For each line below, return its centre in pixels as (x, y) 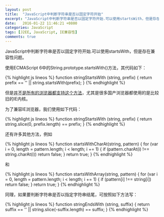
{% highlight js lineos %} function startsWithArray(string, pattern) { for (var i (81, 174)
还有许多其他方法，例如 (29, 134)
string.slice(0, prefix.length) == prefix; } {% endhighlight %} (65, 124)
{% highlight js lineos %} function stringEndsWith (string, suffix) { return (77, 204)
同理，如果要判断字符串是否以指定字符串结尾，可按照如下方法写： (71, 194)
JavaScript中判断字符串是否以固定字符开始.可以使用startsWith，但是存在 (78, 51)
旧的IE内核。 (18, 99)
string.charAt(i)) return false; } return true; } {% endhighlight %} (69, 154)
